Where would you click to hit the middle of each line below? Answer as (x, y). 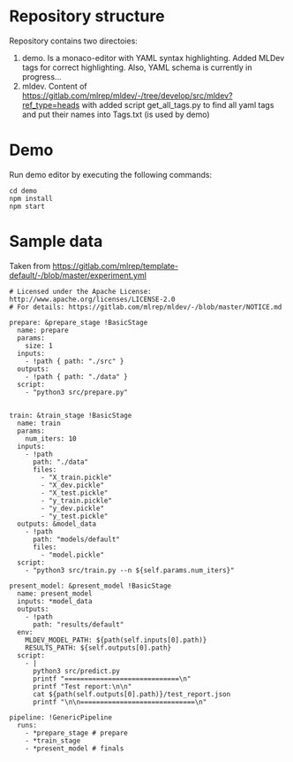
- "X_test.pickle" (75, 493)
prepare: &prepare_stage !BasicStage (79, 322)
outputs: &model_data (57, 524)
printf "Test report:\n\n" (82, 686)
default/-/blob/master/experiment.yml (78, 275)
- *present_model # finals (75, 748)
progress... (41, 76)
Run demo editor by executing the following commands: (111, 174)
